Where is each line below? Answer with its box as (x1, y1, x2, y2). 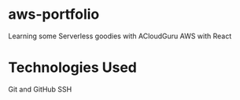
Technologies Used (8, 59, 138, 77)
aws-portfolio (8, 5, 100, 23)
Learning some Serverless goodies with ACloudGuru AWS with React (8, 31, 232, 41)
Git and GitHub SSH (8, 84, 72, 94)
